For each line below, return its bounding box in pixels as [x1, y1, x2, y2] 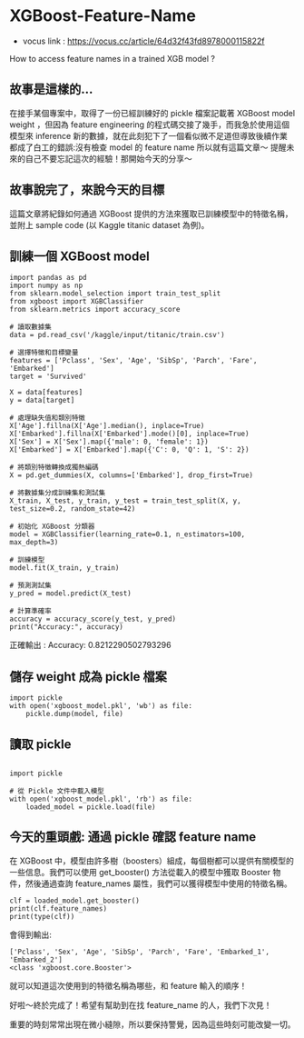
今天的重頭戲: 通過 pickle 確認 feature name [9, 829, 257, 845]
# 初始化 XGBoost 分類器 [9, 522, 95, 532]
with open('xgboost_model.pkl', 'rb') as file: [9, 794, 193, 803]
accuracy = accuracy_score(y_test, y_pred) [9, 614, 177, 624]
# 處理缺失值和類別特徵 [9, 414, 86, 423]
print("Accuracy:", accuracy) [9, 623, 124, 632]
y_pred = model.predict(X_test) [9, 589, 132, 598]
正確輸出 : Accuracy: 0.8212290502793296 [9, 640, 172, 651]
